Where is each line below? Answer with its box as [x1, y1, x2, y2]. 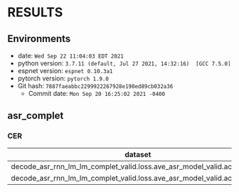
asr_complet [7, 110, 64, 122]
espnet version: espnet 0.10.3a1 [17, 67, 113, 75]
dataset [124, 149, 152, 159]
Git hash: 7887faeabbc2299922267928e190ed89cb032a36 [17, 82, 174, 90]
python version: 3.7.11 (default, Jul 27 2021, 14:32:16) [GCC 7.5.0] [17, 59, 231, 68]
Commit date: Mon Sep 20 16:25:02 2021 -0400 [28, 90, 166, 97]
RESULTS [7, 4, 63, 21]
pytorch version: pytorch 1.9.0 [17, 74, 109, 82]
